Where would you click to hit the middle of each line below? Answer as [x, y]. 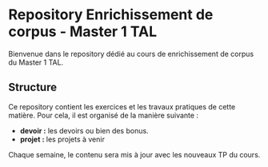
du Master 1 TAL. [36, 62]
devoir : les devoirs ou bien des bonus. [84, 130]
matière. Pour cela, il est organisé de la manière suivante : [103, 115]
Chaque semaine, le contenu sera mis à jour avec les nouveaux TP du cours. [134, 154]
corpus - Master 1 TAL [83, 32]
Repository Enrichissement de [111, 15]
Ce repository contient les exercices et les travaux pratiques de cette [122, 106]
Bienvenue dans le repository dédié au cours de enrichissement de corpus [131, 54]
